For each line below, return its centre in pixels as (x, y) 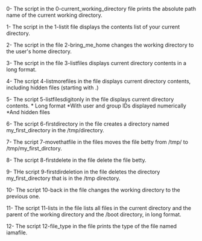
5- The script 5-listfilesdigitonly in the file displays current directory (90, 99)
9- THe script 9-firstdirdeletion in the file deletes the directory (83, 172)
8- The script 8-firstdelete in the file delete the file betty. (76, 160)
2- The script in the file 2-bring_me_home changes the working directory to (100, 45)
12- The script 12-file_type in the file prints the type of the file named (91, 226)
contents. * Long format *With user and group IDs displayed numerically (96, 106)
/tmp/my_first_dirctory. (34, 148)
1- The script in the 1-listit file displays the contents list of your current (93, 27)
